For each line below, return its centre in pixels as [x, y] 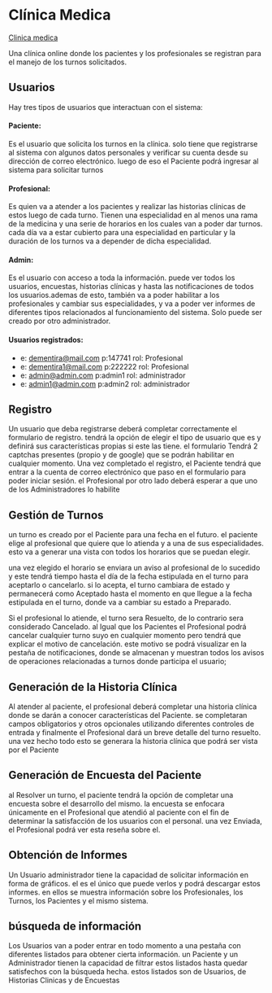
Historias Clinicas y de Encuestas [64, 980]
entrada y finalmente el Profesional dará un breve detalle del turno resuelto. [135, 733]
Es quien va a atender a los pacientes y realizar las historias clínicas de [127, 207]
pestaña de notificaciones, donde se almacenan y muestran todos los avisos [136, 653]
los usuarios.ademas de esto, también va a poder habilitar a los [114, 295]
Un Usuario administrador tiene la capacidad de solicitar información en [129, 875]
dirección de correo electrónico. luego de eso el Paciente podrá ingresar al [134, 161]
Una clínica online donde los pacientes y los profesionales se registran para [135, 53]
